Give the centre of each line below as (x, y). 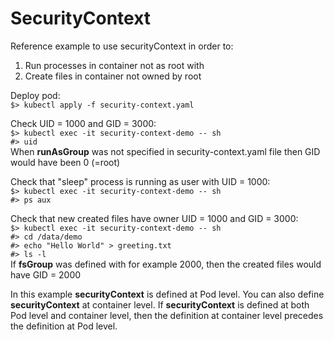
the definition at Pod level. (64, 326)
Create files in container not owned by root (113, 76)
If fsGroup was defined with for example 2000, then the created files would (166, 264)
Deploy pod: (35, 95)
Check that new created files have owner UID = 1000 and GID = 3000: (154, 218)
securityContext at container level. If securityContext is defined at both (160, 304)
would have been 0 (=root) (65, 162)
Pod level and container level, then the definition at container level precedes (167, 315)
